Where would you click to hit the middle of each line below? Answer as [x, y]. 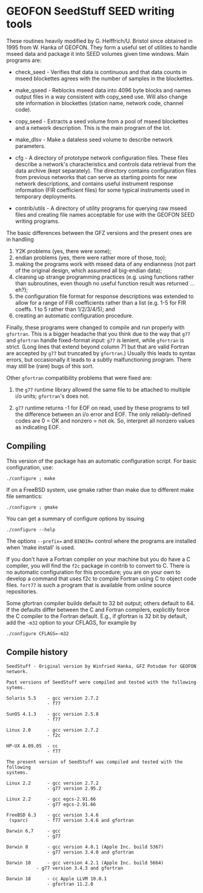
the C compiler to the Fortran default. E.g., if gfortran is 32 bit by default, [97, 616]
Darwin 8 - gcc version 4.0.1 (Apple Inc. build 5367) [85, 847]
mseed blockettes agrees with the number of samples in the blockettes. [104, 78]
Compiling [26, 446]
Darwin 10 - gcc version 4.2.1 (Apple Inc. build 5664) [85, 863]
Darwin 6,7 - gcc [34, 831]
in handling [20, 239]
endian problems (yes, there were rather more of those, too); [91, 257]
